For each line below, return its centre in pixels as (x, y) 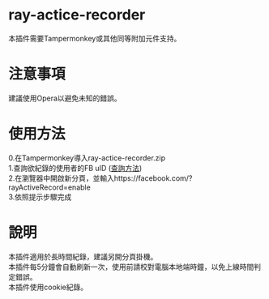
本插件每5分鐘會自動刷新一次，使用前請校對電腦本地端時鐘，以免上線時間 (131, 267)
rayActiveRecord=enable (49, 187)
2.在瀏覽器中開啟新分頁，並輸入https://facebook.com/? (100, 178)
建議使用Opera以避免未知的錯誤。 (65, 98)
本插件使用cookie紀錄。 (48, 287)
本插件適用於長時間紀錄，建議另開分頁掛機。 (83, 256)
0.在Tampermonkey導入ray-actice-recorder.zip (87, 158)
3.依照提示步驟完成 (40, 197)
